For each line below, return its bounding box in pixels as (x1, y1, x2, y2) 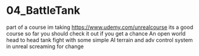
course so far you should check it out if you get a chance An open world (6, 30, 186, 37)
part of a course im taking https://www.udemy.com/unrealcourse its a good (6, 23, 194, 31)
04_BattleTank (6, 4, 80, 17)
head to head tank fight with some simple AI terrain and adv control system (6, 36, 193, 43)
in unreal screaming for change (6, 43, 84, 50)
